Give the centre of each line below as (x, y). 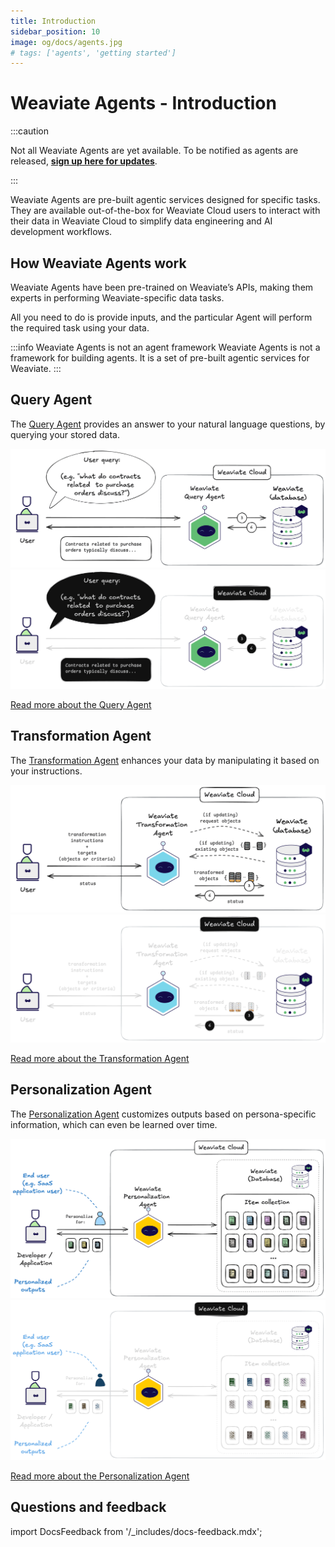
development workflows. (61, 232)
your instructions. (46, 771)
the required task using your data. (80, 328)
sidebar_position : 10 (55, 31)
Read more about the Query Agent (81, 704)
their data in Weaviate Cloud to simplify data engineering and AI (141, 221)
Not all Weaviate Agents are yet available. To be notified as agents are (154, 151)
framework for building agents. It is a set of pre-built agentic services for (160, 358)
